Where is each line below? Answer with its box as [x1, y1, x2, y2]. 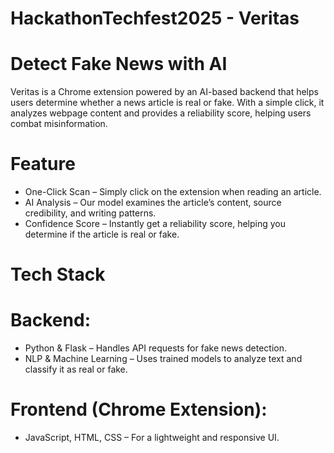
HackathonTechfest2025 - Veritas [10, 7, 300, 30]
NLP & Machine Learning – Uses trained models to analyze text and [24, 353, 303, 365]
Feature [10, 153, 76, 176]
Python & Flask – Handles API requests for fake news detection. [24, 342, 287, 354]
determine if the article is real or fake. [24, 228, 180, 241]
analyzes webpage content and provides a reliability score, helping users [10, 107, 312, 119]
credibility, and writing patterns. [24, 207, 157, 219]
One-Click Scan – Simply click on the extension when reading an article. [24, 186, 322, 198]
